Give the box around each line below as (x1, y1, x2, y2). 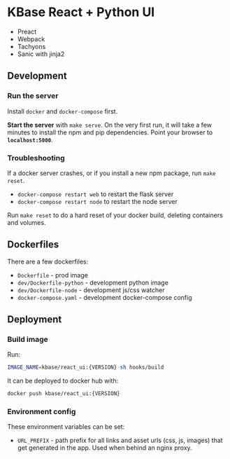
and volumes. (7, 218, 47, 226)
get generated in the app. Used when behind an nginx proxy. (17, 444, 192, 452)
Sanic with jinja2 (17, 50, 65, 58)
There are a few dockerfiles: (7, 257, 89, 266)
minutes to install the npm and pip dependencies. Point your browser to (7, 128, 213, 137)
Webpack (17, 34, 45, 43)
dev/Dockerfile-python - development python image (17, 278, 169, 287)
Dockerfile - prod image (17, 270, 89, 279)
